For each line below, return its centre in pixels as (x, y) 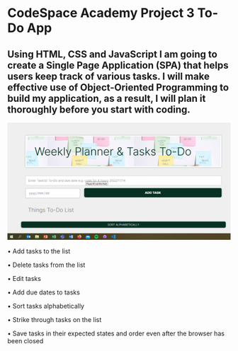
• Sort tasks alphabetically (46, 306)
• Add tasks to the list (39, 251)
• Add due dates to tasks (44, 292)
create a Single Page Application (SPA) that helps (118, 65)
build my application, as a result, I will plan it (107, 98)
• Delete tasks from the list (46, 265)
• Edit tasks (24, 279)
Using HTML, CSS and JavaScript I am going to (112, 54)
